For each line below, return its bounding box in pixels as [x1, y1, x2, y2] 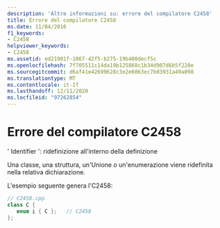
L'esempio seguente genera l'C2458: [7, 181, 113, 190]
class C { [7, 201, 36, 209]
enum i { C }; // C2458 [16, 208, 92, 215]
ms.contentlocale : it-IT [7, 81, 79, 88]
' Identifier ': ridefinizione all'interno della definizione [7, 147, 158, 155]
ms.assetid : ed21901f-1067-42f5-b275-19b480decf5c [7, 56, 157, 63]
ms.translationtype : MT [7, 74, 76, 82]
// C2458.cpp [7, 195, 45, 202]
